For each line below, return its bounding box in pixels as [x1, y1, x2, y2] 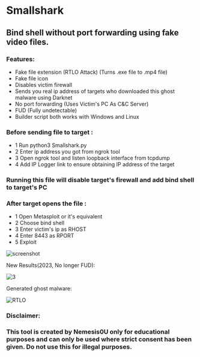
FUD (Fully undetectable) [14, 106, 77, 114]
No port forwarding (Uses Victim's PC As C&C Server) [14, 100, 149, 107]
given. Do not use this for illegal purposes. [6, 343, 132, 351]
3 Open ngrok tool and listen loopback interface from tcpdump [14, 154, 170, 162]
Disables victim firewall [14, 81, 73, 88]
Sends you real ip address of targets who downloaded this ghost [14, 88, 175, 95]
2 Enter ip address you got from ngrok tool [14, 148, 120, 155]
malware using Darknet [14, 94, 73, 101]
